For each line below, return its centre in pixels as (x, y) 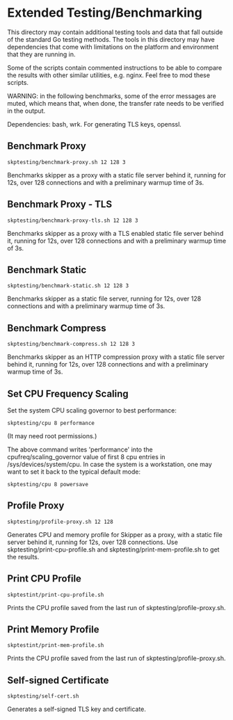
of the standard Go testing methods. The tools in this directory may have (111, 39)
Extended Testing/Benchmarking (105, 13)
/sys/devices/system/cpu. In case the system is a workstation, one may (110, 464)
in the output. (26, 111)
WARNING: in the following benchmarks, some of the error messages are (112, 96)
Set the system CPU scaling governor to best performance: (92, 410)
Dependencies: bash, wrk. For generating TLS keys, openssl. (95, 124)
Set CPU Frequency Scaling (68, 393)
